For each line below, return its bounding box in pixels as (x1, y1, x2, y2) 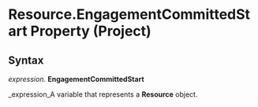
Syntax (8, 53, 44, 67)
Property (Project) (30, 22, 151, 40)
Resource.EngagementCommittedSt (8, 6, 251, 24)
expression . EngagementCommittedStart (8, 75, 144, 83)
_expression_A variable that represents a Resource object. (8, 90, 198, 99)
